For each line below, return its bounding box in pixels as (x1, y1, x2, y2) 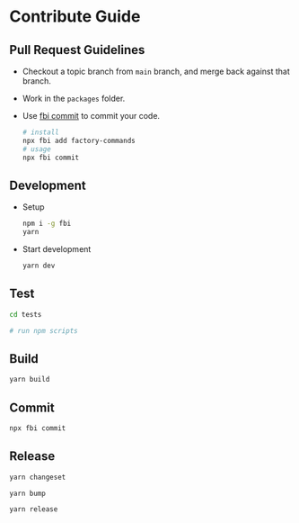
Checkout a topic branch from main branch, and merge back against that (22, 66, 290, 77)
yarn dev (22, 261, 56, 271)
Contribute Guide (9, 6, 141, 27)
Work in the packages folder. (22, 93, 126, 104)
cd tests (9, 310, 42, 319)
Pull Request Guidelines (9, 42, 145, 58)
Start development (22, 244, 92, 255)
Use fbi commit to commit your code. (22, 111, 160, 121)
